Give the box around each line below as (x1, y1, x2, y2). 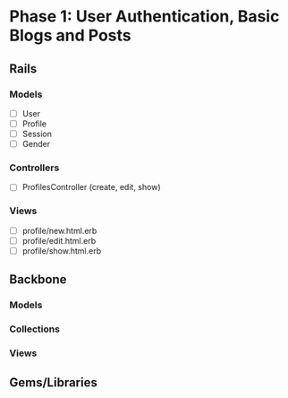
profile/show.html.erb (21, 245, 101, 256)
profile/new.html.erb (21, 225, 97, 236)
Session (21, 128, 52, 139)
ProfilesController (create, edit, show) (21, 182, 161, 193)
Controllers (9, 161, 60, 174)
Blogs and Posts (9, 25, 131, 46)
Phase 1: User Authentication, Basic (9, 6, 280, 27)
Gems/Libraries (9, 375, 98, 390)
